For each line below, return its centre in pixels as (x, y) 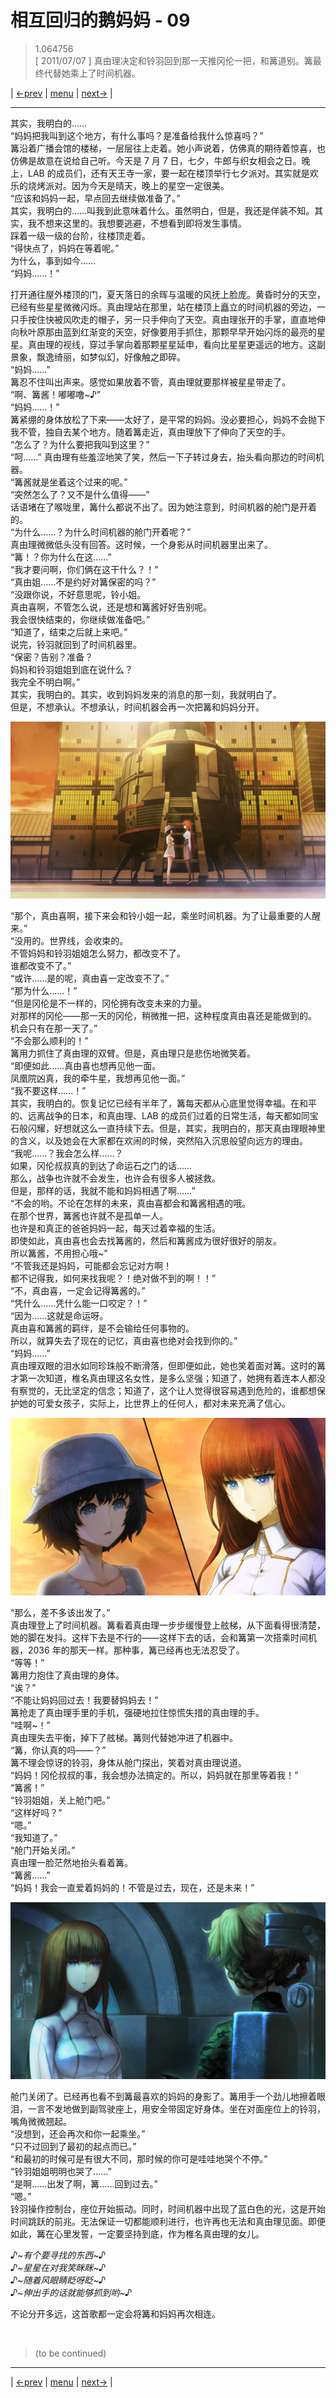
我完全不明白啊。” (45, 682)
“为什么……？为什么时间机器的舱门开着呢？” (101, 532)
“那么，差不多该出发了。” (60, 1612)
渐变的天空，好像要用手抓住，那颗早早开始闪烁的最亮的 (202, 332)
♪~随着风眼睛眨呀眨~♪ (58, 2280)
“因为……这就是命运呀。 (59, 1316)
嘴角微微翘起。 (41, 2122)
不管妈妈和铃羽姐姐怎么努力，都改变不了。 (98, 953)
